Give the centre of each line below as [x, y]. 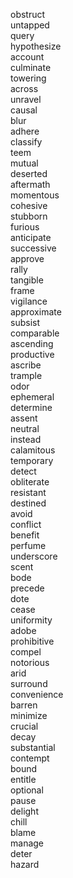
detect [23, 471]
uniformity [31, 620]
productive [32, 354]
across [24, 88]
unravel [26, 99]
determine [31, 407]
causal [24, 110]
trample [26, 375]
